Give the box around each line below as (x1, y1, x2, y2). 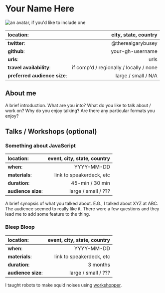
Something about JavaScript (5, 143, 76, 149)
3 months (88, 261, 111, 268)
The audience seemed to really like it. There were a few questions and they (5, 206, 160, 212)
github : (7, 48, 25, 55)
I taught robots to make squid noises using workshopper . (5, 282, 122, 288)
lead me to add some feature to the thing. (5, 211, 91, 217)
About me (5, 89, 36, 98)
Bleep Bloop (5, 224, 35, 231)
